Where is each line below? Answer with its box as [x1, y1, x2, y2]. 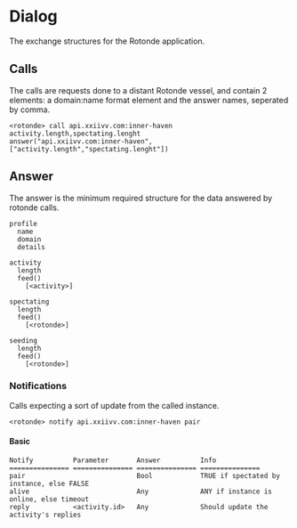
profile [9, 219, 38, 228]
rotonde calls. [9, 202, 60, 213]
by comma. [9, 104, 51, 115]
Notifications [9, 380, 68, 393]
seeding [9, 336, 38, 345]
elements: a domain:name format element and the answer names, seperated [9, 94, 289, 105]
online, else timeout [9, 495, 90, 504]
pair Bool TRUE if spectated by [9, 472, 280, 481]
